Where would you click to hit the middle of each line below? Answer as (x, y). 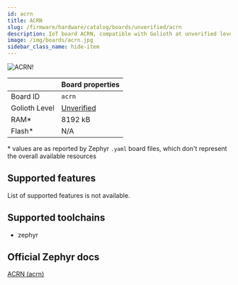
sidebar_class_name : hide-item (53, 47)
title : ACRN (25, 21)
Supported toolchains (56, 218)
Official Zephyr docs (53, 257)
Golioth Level (33, 108)
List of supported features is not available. (69, 195)
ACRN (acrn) (26, 274)
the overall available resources (52, 156)
